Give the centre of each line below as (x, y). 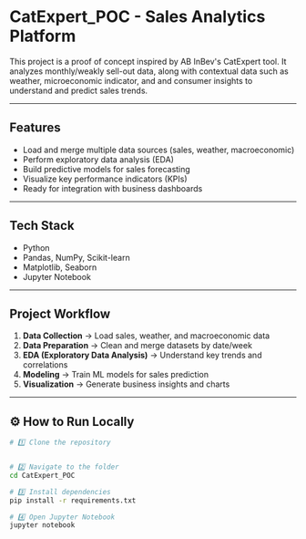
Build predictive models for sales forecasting (107, 169)
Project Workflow (60, 313)
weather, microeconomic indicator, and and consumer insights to (131, 80)
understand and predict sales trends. (79, 90)
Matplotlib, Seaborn (60, 267)
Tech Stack (42, 226)
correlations (45, 365)
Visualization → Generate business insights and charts (126, 384)
